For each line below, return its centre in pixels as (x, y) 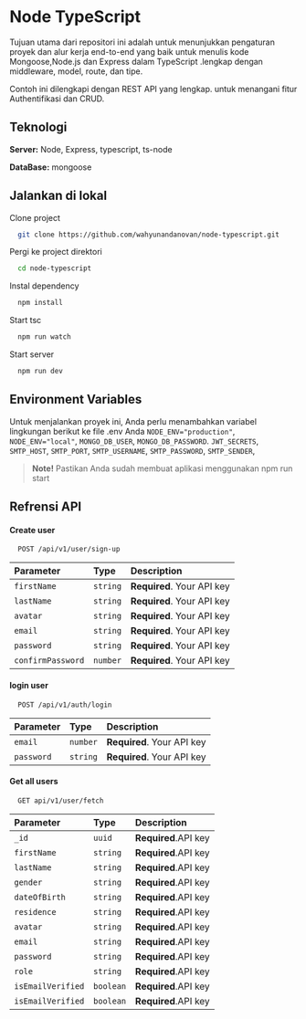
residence (35, 912)
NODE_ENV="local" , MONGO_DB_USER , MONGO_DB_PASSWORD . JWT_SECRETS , (134, 441)
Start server (32, 354)
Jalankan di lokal (58, 196)
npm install (41, 303)
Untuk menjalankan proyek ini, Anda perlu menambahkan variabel (133, 421)
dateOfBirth (40, 897)
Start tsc (26, 320)
